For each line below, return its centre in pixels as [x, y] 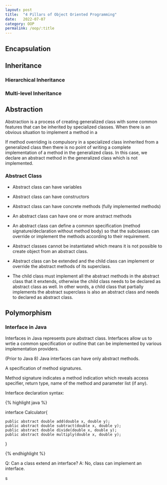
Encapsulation [28, 49]
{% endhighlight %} [25, 453]
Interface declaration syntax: [35, 392]
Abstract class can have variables [47, 187]
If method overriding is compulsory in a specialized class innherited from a [82, 142]
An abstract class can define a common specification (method [76, 225]
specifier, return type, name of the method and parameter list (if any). [77, 383]
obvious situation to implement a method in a [51, 132]
